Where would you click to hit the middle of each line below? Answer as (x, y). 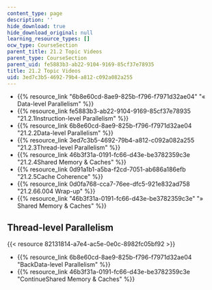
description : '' (30, 20)
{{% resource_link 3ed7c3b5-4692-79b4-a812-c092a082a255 (106, 141)
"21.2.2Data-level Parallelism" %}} (65, 133)
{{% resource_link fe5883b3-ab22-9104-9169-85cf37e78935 (104, 111)
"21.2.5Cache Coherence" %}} (60, 177)
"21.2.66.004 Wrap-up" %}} (56, 191)
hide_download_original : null (50, 33)
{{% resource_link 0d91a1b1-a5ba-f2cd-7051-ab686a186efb (101, 169)
